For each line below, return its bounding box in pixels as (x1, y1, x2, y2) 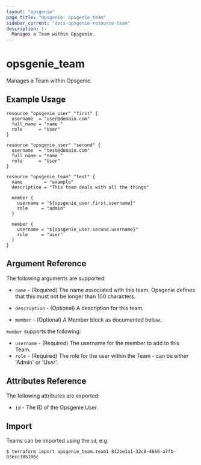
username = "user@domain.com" (11, 116, 90, 122)
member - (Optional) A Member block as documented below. (14, 316, 161, 323)
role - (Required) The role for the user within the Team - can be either (14, 352, 189, 359)
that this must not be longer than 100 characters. (14, 293, 136, 300)
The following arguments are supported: (6, 275, 107, 282)
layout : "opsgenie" (6, 8, 55, 15)
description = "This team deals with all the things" (11, 184, 149, 190)
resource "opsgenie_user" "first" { (6, 110, 98, 116)
